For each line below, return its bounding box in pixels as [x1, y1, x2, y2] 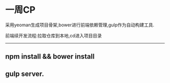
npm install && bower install [5, 52, 95, 61]
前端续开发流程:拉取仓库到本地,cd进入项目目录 [5, 32, 102, 38]
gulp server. [5, 69, 45, 78]
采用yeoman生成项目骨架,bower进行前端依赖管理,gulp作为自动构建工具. [5, 22, 154, 28]
